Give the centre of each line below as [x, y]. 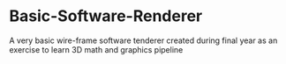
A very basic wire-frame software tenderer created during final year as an [143, 40]
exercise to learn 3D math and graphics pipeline [96, 49]
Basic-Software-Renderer [106, 16]
